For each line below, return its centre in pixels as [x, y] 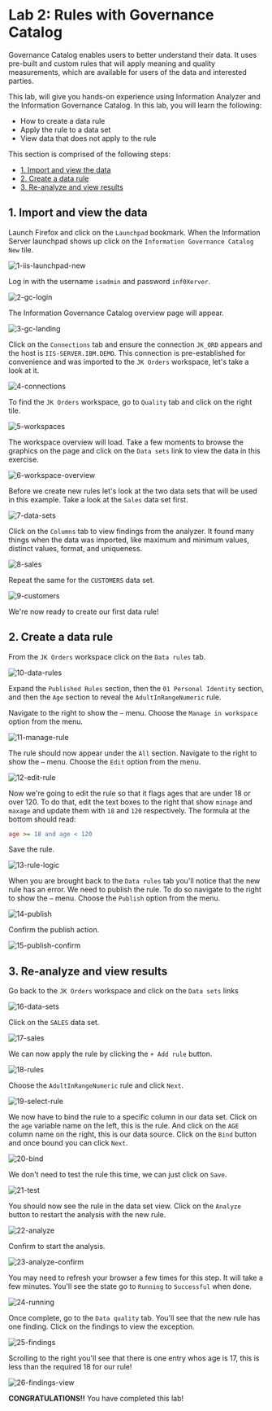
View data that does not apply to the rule [88, 138]
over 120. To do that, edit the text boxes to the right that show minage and [130, 802]
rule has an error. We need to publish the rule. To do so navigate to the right [135, 890]
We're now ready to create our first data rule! [84, 611]
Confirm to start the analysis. [57, 1247]
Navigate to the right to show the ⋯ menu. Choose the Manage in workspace [133, 712]
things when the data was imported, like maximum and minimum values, [129, 540]
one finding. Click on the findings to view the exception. [101, 1327]
